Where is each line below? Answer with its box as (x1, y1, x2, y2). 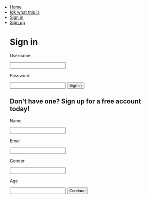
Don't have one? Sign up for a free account (9, 97, 141, 106)
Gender (9, 158, 25, 164)
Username (9, 52, 30, 58)
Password (9, 72, 30, 78)
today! (9, 105, 30, 113)
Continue (69, 188, 86, 193)
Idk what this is (9, 9, 40, 15)
